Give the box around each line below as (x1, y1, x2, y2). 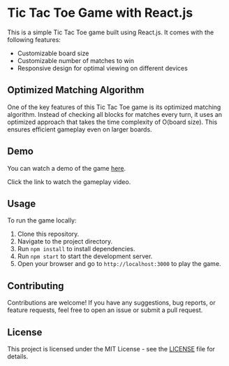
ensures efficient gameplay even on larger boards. (7, 125, 152, 134)
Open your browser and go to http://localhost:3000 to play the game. (17, 260, 221, 268)
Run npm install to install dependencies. (17, 245, 135, 253)
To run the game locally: (7, 216, 77, 225)
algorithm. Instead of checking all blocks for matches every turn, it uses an (7, 110, 222, 118)
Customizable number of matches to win (17, 56, 135, 64)
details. (7, 352, 29, 360)
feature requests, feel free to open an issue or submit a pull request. (7, 306, 203, 314)
